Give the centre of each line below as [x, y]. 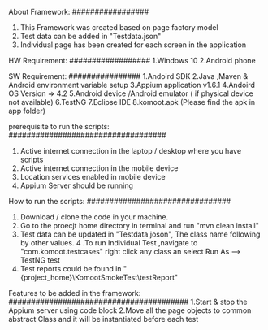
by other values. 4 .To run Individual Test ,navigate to [109, 243]
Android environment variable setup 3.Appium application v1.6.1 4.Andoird [132, 85]
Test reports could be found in [71, 269]
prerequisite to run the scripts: [59, 126]
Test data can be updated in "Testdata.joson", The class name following [140, 234]
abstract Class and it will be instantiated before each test [104, 319]
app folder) [27, 111]
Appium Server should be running [77, 185]
